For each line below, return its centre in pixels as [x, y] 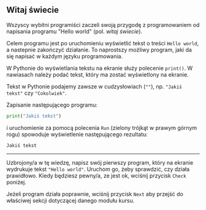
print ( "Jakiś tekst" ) [34, 116]
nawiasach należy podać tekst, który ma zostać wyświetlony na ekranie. [97, 74]
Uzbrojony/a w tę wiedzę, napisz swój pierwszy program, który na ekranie [100, 162]
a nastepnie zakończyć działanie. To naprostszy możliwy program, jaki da [99, 50]
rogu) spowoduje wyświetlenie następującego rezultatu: [77, 134]
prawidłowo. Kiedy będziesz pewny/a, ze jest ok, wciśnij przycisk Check [96, 175]
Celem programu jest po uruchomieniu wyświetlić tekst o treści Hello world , [103, 43]
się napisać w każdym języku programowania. [65, 56]
